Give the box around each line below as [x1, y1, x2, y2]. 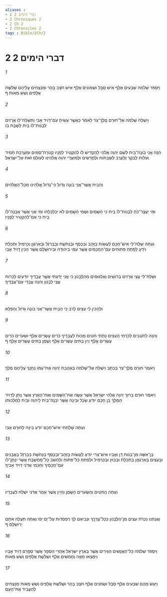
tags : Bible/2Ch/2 [5, 31, 46, 36]
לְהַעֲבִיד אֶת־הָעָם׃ [5, 586, 36, 592]
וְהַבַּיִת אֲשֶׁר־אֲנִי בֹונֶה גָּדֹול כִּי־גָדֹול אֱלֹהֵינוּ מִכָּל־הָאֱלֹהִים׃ [5, 181, 103, 187]
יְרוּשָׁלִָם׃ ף [5, 521, 22, 527]
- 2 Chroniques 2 [5, 17, 41, 22]
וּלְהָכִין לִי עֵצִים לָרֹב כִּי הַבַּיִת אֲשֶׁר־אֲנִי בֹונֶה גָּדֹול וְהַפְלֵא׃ [5, 305, 103, 311]
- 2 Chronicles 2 [5, 26, 41, 31]
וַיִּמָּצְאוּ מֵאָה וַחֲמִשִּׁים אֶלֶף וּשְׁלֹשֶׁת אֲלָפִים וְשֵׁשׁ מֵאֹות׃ [5, 553, 98, 559]
